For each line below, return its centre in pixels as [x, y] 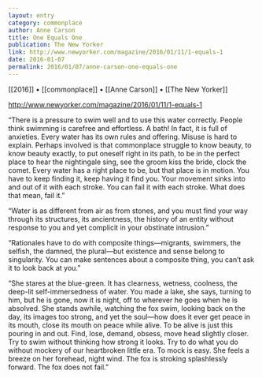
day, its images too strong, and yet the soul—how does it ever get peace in [129, 316]
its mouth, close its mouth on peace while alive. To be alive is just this [121, 325]
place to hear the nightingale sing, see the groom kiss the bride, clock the [127, 162]
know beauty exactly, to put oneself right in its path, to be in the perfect [124, 153]
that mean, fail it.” [37, 195]
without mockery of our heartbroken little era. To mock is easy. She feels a [129, 350]
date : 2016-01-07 [37, 60]
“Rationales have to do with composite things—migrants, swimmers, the [125, 242]
